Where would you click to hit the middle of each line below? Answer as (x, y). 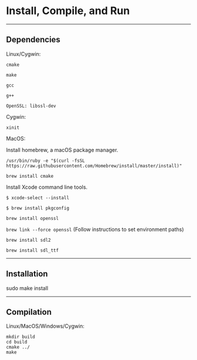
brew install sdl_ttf (33, 250)
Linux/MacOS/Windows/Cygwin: (45, 326)
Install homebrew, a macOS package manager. (62, 150)
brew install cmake (30, 176)
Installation (27, 274)
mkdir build (21, 337)
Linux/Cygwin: (23, 54)
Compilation (29, 312)
